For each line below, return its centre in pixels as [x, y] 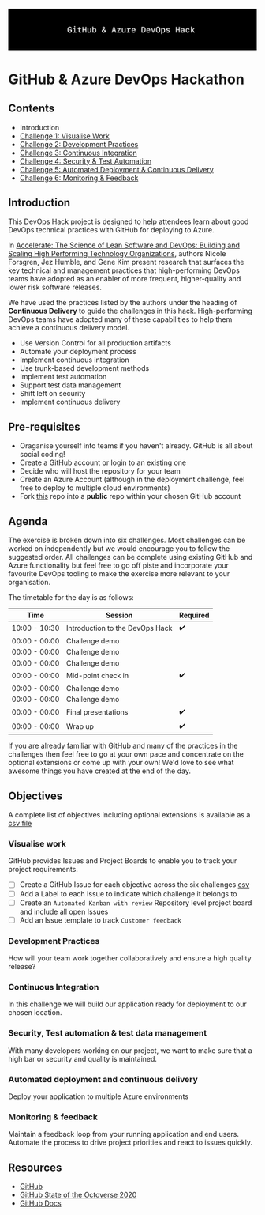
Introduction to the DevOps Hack [119, 628]
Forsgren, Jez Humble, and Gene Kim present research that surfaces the [126, 262]
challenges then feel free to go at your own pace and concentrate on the [126, 754]
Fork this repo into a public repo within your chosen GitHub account [130, 496]
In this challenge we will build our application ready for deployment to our [127, 1004]
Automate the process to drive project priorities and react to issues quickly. [130, 1142]
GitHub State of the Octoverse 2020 [78, 1195]
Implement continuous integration [74, 360]
